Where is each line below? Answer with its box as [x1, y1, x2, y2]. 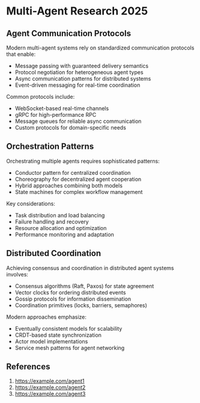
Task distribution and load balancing [14, 211, 105, 219]
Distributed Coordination [6, 248, 102, 258]
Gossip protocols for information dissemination [14, 295, 131, 302]
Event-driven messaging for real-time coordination [14, 81, 141, 89]
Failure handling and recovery [14, 218, 89, 225]
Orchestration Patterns [6, 142, 94, 152]
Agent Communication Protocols [6, 28, 131, 39]
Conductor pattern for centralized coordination [14, 169, 131, 176]
